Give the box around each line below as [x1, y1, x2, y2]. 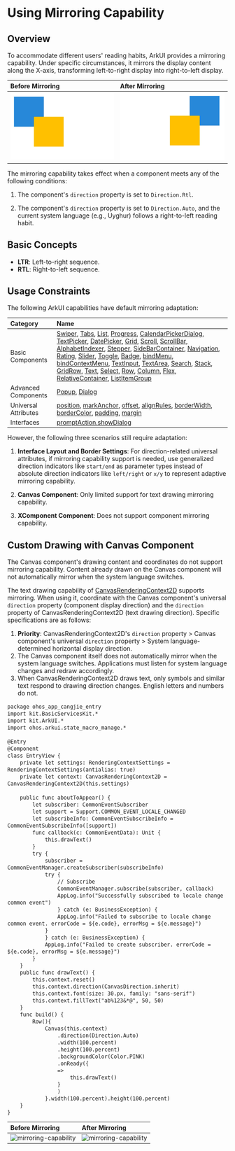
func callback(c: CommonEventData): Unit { [32, 829, 161, 837]
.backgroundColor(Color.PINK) [57, 1053, 145, 1061]
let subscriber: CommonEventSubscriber [32, 801, 149, 809]
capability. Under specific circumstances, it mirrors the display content [7, 59, 211, 67]
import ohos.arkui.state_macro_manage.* [7, 724, 127, 732]
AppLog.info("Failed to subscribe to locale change [57, 913, 211, 921]
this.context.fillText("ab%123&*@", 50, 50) [32, 997, 164, 1005]
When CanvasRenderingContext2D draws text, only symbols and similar [17, 674, 225, 683]
